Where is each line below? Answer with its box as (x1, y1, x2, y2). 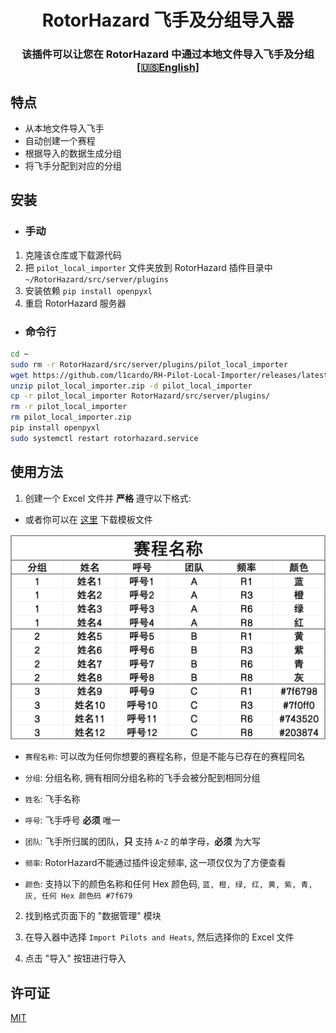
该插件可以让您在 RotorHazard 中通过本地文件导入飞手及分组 (21, 47, 315, 61)
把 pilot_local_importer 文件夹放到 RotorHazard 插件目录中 (24, 261, 273, 273)
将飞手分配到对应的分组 (24, 159, 122, 171)
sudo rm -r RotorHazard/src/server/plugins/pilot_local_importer (10, 359, 288, 370)
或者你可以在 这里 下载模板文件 (24, 513, 153, 525)
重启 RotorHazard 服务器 (24, 297, 127, 309)
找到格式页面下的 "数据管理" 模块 (24, 910, 162, 922)
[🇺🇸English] (136, 61, 200, 75)
